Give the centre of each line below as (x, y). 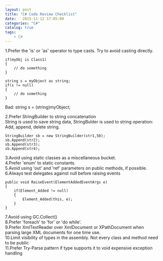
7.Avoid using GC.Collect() (31, 217)
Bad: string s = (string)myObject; (38, 107)
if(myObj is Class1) (26, 60)
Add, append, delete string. (32, 127)
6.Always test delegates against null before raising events (63, 173)
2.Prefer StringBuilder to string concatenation (51, 116)
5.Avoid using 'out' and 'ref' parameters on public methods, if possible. (76, 168)
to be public (17, 242)
